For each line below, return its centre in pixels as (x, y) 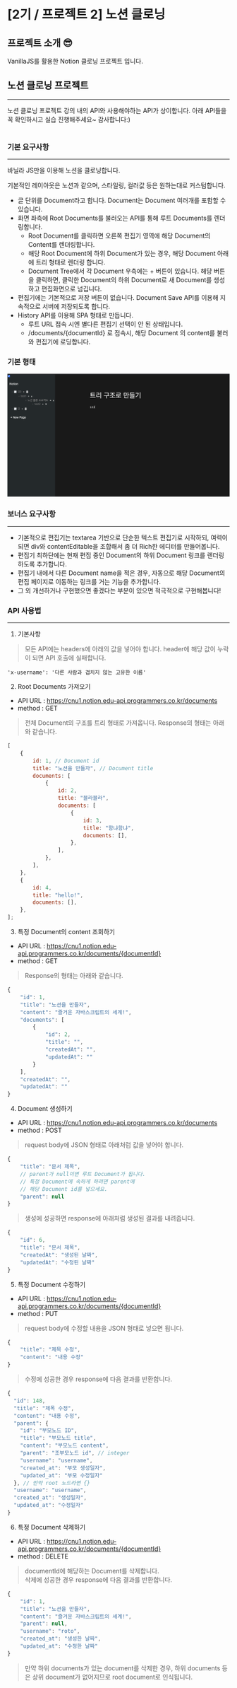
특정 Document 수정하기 (51, 1284)
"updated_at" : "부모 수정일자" (62, 1475)
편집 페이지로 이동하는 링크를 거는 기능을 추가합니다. (89, 581)
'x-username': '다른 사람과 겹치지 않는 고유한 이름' (77, 673)
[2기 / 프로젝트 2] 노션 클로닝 (86, 14)
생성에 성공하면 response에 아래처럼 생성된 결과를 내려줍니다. (110, 1218)
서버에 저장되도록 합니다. (76, 307)
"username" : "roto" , (50, 1631)
